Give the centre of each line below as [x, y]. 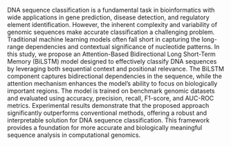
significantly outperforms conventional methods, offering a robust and [107, 113]
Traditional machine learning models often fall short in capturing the [104, 39]
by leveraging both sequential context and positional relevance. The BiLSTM [116, 69]
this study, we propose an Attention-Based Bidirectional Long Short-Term [111, 54]
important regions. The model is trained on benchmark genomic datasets [111, 91]
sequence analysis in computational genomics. [74, 135]
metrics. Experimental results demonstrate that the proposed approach [108, 106]
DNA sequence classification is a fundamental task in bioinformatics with [111, 10]
